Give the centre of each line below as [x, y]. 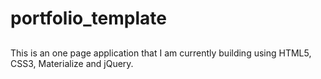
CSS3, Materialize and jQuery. [72, 63]
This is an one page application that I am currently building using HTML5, [161, 53]
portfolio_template [88, 18]
